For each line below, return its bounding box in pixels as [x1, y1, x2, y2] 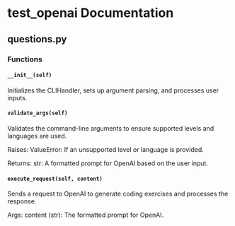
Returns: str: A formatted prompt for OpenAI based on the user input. [7, 159, 209, 167]
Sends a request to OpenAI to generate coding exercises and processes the [7, 189, 229, 198]
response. [7, 197, 37, 206]
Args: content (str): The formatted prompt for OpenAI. [7, 210, 164, 220]
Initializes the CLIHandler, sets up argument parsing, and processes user [7, 86, 219, 95]
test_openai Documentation [7, 5, 174, 21]
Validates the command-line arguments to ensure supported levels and [7, 124, 214, 132]
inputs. [7, 93, 28, 102]
